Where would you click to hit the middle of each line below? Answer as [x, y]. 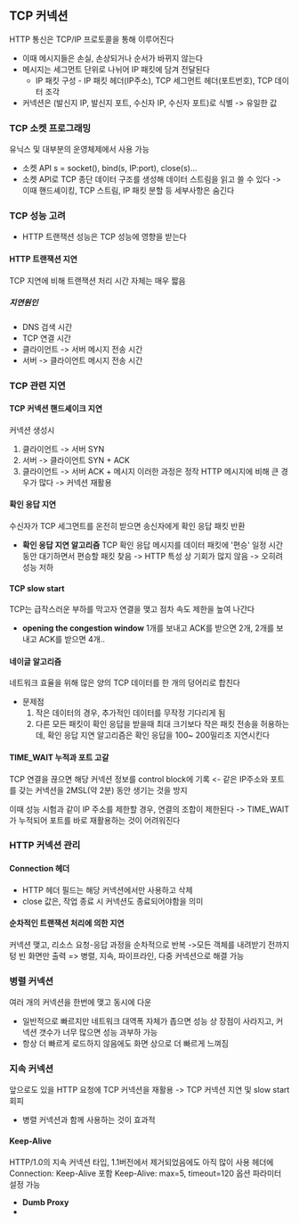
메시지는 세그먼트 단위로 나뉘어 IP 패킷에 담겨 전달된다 [116, 69]
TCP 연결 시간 [46, 338]
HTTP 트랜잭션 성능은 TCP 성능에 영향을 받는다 [104, 237]
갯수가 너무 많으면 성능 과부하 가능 [98, 1032]
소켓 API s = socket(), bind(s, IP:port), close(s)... [109, 169]
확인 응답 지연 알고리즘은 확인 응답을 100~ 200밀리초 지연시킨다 [158, 735]
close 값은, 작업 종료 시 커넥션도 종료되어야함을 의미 [113, 901]
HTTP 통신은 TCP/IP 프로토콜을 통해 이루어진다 [92, 39]
